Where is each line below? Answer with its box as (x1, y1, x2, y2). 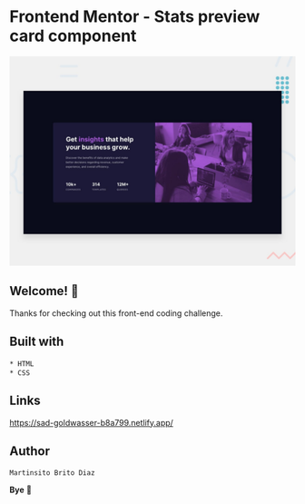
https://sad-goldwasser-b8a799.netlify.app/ (9, 417, 174, 428)
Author (9, 443, 50, 459)
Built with (9, 334, 64, 350)
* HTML (9, 359, 34, 369)
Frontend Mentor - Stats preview (9, 6, 261, 27)
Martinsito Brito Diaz (9, 469, 95, 478)
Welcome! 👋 (9, 283, 79, 299)
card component (9, 25, 137, 46)
